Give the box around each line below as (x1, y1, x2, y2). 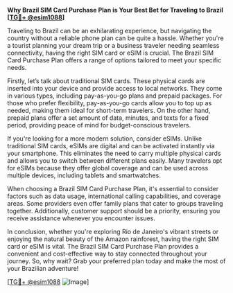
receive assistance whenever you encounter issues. (7, 214, 156, 222)
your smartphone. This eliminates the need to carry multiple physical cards (7, 149, 221, 157)
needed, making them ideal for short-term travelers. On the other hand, (7, 107, 211, 114)
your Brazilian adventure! (7, 265, 79, 272)
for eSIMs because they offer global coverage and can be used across (7, 164, 209, 172)
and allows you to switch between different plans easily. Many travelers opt (7, 157, 223, 165)
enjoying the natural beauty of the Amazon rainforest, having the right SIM (7, 235, 220, 243)
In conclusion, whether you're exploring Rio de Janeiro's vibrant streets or (7, 228, 219, 236)
